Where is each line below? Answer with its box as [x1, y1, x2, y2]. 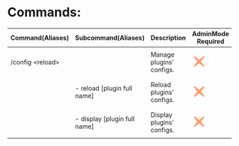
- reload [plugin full [75, 84, 133, 93]
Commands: [7, 4, 82, 21]
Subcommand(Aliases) [75, 33, 145, 42]
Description [150, 33, 186, 42]
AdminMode [191, 30, 230, 38]
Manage [150, 50, 175, 59]
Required [196, 37, 225, 46]
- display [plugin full [75, 114, 135, 123]
